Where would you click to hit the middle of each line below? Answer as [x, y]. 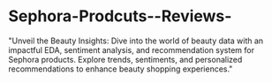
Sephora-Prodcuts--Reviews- [120, 16]
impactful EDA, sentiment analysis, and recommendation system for [132, 49]
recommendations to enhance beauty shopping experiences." [121, 69]
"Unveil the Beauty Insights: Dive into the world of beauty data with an [136, 41]
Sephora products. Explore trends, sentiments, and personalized [125, 59]
